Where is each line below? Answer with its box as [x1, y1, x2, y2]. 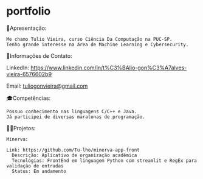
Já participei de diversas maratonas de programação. [6, 114, 146, 120]
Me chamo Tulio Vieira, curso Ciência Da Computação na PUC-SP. [6, 36, 173, 42]
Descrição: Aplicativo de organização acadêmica [12, 152, 137, 158]
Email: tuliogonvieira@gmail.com [6, 82, 88, 89]
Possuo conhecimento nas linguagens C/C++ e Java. [6, 108, 137, 114]
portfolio [6, 4, 51, 18]
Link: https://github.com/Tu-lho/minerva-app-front [6, 147, 140, 153]
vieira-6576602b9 [6, 70, 52, 77]
